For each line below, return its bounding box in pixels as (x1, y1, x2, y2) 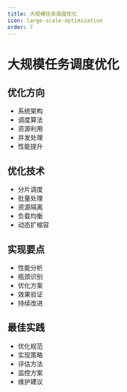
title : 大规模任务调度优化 (7, 10, 78, 18)
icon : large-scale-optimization (7, 17, 103, 24)
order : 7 (7, 23, 33, 30)
